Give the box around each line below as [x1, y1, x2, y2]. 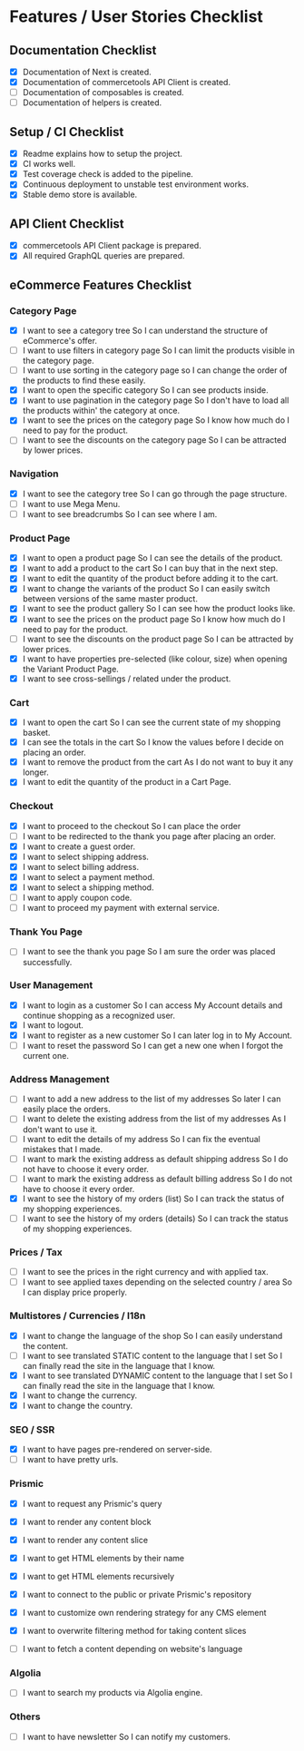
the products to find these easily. [22, 375, 146, 386]
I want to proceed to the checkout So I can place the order [22, 820, 241, 831]
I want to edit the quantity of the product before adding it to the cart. [22, 573, 279, 584]
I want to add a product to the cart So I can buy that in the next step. [22, 562, 279, 573]
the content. [22, 1340, 68, 1351]
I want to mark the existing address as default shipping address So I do [22, 1153, 289, 1164]
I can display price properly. [22, 1286, 127, 1298]
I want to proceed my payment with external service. [22, 903, 220, 914]
